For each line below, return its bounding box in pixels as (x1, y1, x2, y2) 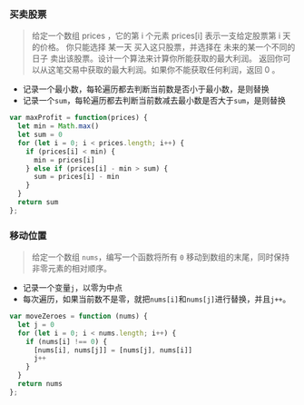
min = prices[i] (33, 155, 95, 164)
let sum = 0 (17, 130, 64, 140)
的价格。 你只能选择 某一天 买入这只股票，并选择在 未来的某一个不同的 (31, 42, 296, 53)
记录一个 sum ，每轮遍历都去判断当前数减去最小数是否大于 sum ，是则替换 (22, 95, 286, 106)
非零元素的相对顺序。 (31, 263, 112, 274)
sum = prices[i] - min (33, 173, 120, 182)
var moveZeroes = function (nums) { (9, 311, 148, 321)
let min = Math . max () (17, 122, 100, 131)
